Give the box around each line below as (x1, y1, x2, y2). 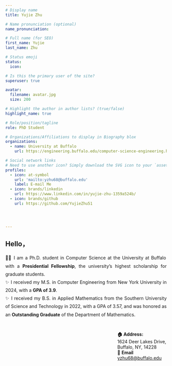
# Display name (5, 7, 38, 13)
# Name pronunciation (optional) (5, 22, 77, 27)
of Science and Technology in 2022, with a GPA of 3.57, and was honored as (5, 303, 167, 309)
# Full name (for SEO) (5, 35, 54, 41)
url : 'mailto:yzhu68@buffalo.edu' (14, 177, 88, 182)
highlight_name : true (5, 111, 52, 116)
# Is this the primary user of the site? (5, 73, 95, 79)
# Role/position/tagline (5, 120, 58, 125)
